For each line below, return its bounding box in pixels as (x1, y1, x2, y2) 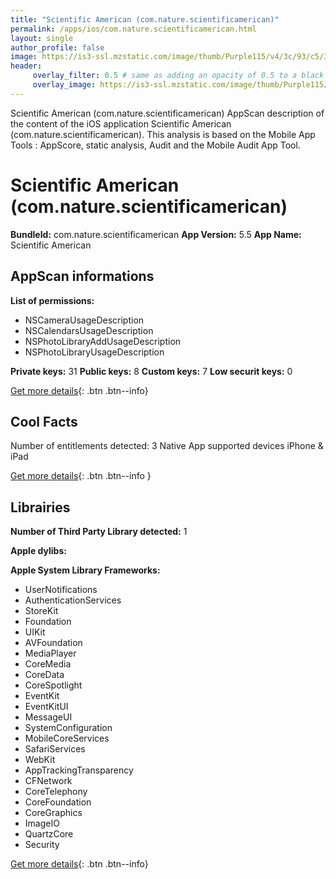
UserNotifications (24, 584, 98, 596)
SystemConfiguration (24, 722, 113, 734)
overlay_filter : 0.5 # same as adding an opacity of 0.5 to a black (32, 71, 325, 81)
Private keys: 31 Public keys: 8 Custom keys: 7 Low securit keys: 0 (10, 365, 293, 377)
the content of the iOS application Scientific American (10, 117, 232, 130)
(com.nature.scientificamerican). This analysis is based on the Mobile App (10, 128, 316, 140)
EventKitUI (24, 701, 69, 713)
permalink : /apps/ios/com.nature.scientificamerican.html (10, 24, 257, 34)
